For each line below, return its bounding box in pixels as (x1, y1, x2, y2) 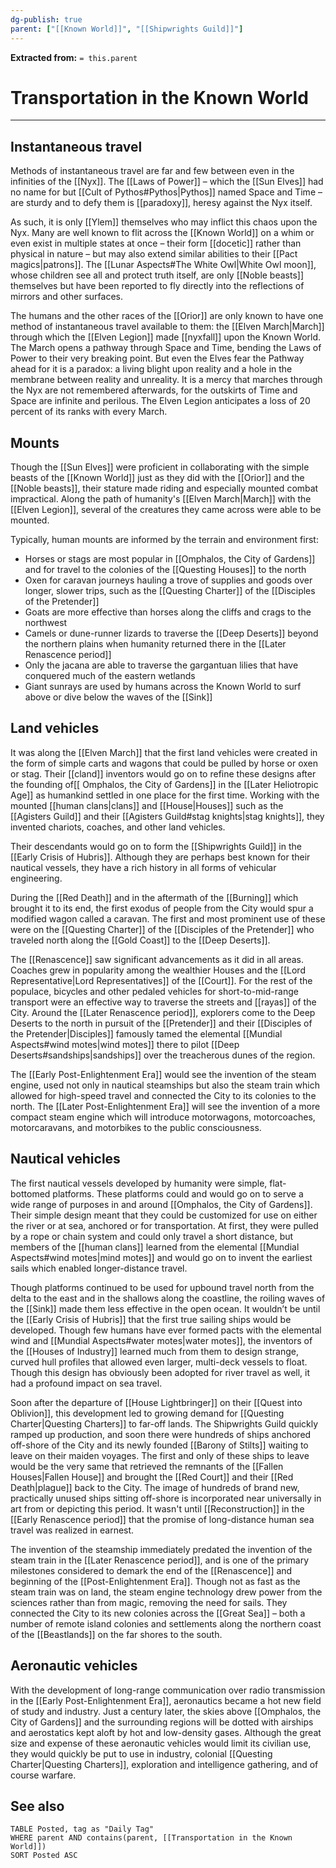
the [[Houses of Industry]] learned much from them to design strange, (10, 1345, 300, 1357)
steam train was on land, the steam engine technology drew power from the (10, 1586, 323, 1598)
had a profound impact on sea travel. (10, 1377, 163, 1389)
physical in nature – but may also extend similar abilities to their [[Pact (10, 248, 298, 260)
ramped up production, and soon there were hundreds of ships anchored (10, 1428, 312, 1440)
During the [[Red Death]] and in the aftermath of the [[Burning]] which (10, 891, 299, 903)
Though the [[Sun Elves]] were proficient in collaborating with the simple (10, 461, 310, 473)
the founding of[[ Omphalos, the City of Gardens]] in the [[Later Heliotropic (10, 778, 319, 790)
